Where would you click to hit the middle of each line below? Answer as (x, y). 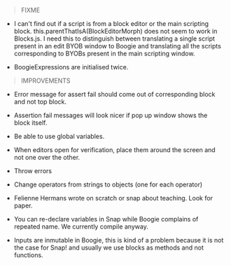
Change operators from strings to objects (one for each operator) (108, 184)
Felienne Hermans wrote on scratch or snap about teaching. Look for (113, 198)
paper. (23, 205)
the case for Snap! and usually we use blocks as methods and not (109, 247)
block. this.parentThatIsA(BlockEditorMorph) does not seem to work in (115, 31)
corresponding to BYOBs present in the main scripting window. (104, 53)
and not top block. (40, 102)
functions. (28, 255)
